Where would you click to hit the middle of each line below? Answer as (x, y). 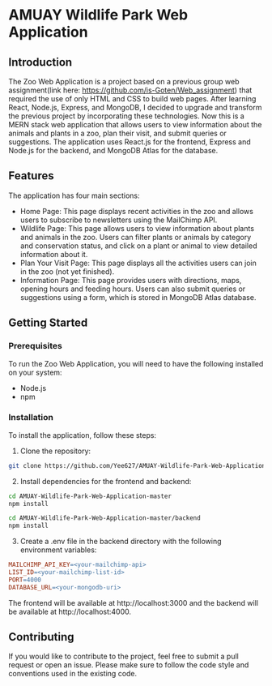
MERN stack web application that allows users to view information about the (135, 124)
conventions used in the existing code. (73, 674)
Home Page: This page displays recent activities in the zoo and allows (136, 211)
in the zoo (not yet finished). (67, 271)
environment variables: (58, 550)
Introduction (40, 62)
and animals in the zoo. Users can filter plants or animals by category (136, 237)
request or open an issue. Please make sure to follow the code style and (129, 665)
